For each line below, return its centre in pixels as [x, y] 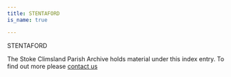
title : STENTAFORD [33, 13]
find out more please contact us [52, 66]
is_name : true [28, 20]
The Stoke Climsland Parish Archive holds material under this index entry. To [116, 58]
